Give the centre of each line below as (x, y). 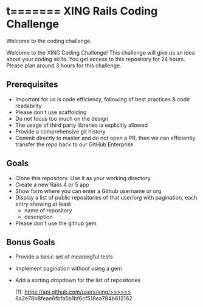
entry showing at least (43, 204)
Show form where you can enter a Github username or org (88, 191)
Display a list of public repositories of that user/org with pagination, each (106, 197)
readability (28, 106)
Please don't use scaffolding (51, 112)
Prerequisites (32, 85)
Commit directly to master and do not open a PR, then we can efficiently (105, 138)
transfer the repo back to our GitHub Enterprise (74, 144)
